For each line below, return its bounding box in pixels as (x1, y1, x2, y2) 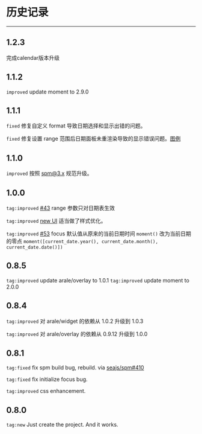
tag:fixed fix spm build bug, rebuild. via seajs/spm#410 (6, 364, 144, 371)
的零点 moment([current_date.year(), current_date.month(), (6, 238, 158, 244)
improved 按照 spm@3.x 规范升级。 (6, 170, 93, 177)
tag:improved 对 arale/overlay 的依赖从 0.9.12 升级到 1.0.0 (6, 330, 148, 337)
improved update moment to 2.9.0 (6, 88, 89, 95)
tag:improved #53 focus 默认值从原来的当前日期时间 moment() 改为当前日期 (6, 230, 191, 237)
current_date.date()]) (6, 244, 63, 251)
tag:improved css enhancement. (6, 388, 86, 395)
